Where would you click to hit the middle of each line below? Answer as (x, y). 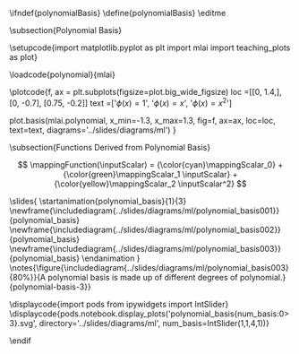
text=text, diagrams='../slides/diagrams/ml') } (93, 130)
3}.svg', (23, 323)
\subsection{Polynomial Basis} (66, 30)
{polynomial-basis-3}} (50, 287)
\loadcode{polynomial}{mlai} (63, 74)
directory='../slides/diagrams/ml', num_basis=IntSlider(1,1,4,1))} (154, 323)
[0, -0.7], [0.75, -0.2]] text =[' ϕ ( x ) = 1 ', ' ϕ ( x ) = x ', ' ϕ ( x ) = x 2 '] (121, 102)
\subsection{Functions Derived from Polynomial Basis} (110, 147)
